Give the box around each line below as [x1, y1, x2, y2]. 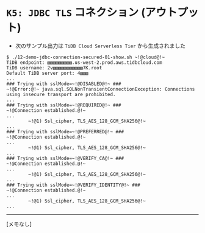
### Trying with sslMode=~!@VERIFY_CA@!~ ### [6, 155, 124, 161]
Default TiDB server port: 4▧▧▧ [6, 70, 88, 76]
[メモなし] [6, 220, 32, 228]
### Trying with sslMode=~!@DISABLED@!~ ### [6, 80, 121, 87]
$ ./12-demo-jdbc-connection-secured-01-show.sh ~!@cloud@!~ [6, 54, 165, 60]
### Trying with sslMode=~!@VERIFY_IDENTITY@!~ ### [6, 182, 140, 188]
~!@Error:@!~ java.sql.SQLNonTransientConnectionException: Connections [6, 86, 195, 92]
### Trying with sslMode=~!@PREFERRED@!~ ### [6, 128, 124, 134]
